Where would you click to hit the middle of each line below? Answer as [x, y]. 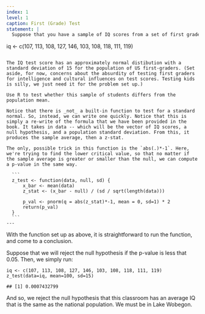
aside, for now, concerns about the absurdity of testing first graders [101, 74]
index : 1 [17, 12]
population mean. [28, 100]
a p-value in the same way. [42, 165]
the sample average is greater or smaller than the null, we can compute [102, 159]
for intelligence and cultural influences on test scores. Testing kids [101, 79]
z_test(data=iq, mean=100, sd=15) [50, 276]
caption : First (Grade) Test [43, 23]
